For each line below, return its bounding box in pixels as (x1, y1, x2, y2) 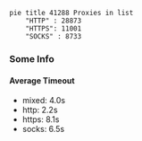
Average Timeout (9, 75, 75, 85)
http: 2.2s (21, 104, 58, 116)
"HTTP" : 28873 (25, 16, 82, 25)
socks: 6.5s (21, 124, 65, 135)
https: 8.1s (21, 114, 60, 125)
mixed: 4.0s (21, 95, 65, 106)
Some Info (9, 52, 55, 65)
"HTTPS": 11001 (25, 24, 82, 33)
